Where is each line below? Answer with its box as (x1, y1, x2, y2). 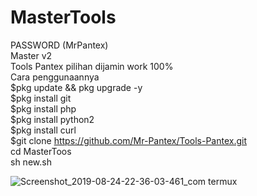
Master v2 (10, 49, 53, 61)
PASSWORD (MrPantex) (10, 39, 109, 51)
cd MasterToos (10, 145, 72, 157)
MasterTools (10, 6, 117, 29)
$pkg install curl (10, 124, 77, 136)
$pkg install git (10, 92, 72, 104)
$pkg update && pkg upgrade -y (10, 81, 143, 93)
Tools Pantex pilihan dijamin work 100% (10, 60, 174, 72)
